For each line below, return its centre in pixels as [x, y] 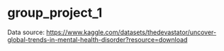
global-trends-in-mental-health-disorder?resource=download [97, 39]
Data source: [26, 32]
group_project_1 [55, 13]
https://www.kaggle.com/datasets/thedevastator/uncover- [131, 32]
